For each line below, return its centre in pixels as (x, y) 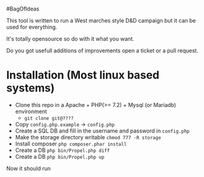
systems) (30, 88)
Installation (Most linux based (83, 75)
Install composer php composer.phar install (71, 144)
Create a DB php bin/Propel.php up (60, 156)
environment (31, 111)
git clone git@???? (49, 118)
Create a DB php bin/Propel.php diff (62, 150)
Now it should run (29, 168)
